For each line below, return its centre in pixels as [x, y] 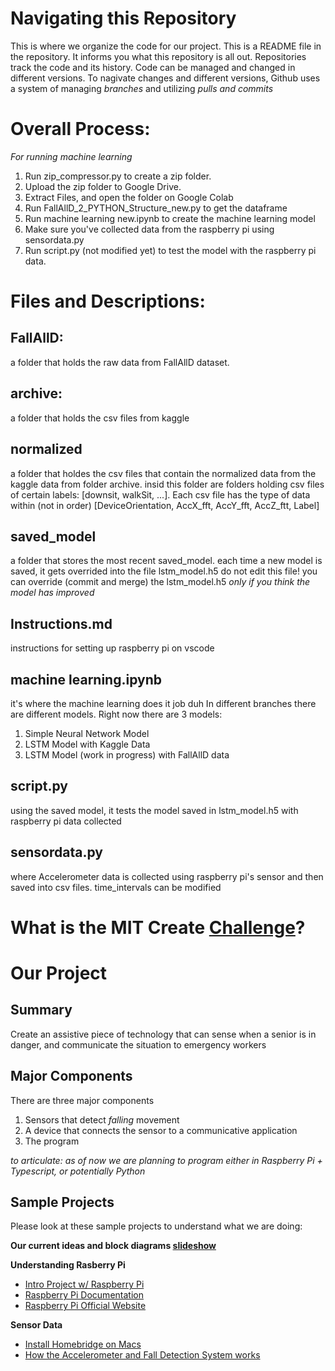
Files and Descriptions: [108, 301]
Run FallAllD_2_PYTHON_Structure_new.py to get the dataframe [156, 208]
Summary [41, 1010]
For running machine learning [71, 156]
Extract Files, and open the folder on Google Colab [129, 197]
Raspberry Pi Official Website [85, 1306]
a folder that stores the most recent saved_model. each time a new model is [166, 561]
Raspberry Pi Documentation [84, 1295]
